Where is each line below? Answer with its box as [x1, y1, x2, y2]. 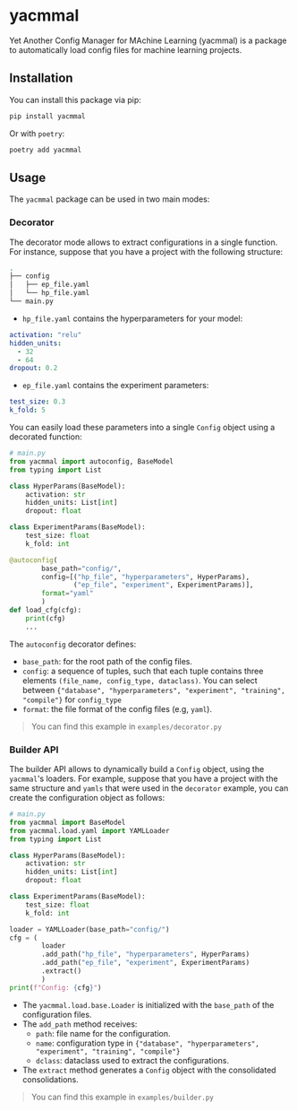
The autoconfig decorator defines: [9, 638, 137, 649]
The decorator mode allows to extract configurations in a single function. [9, 237, 278, 247]
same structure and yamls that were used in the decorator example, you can [9, 783, 289, 794]
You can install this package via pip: [9, 94, 141, 105]
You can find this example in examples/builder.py [30, 1091, 215, 1102]
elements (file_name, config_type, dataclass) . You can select [21, 674, 258, 686]
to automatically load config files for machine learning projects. [9, 44, 242, 55]
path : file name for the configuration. [35, 1028, 171, 1038]
